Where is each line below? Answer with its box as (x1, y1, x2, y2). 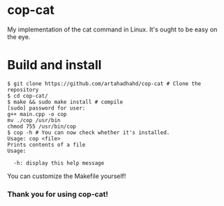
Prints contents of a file (7, 141, 86, 148)
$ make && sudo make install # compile (7, 98, 124, 105)
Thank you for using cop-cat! (7, 189, 109, 199)
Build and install (7, 57, 102, 73)
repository (7, 86, 39, 93)
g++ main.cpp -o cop (7, 110, 68, 117)
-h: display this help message (13, 159, 105, 166)
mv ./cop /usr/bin (7, 117, 61, 124)
